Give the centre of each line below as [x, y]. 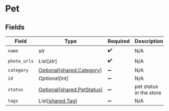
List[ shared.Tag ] [58, 101]
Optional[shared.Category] [70, 70]
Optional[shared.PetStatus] [71, 89]
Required [118, 41]
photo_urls [21, 61]
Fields [15, 27]
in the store [148, 93]
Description [149, 41]
